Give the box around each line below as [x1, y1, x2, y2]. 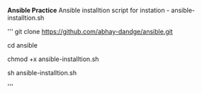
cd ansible [7, 41, 38, 49]
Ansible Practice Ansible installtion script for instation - [7, 6, 170, 14]
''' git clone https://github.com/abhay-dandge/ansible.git [7, 28, 173, 35]
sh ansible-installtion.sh [7, 69, 77, 77]
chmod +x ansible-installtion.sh [7, 55, 99, 63]
